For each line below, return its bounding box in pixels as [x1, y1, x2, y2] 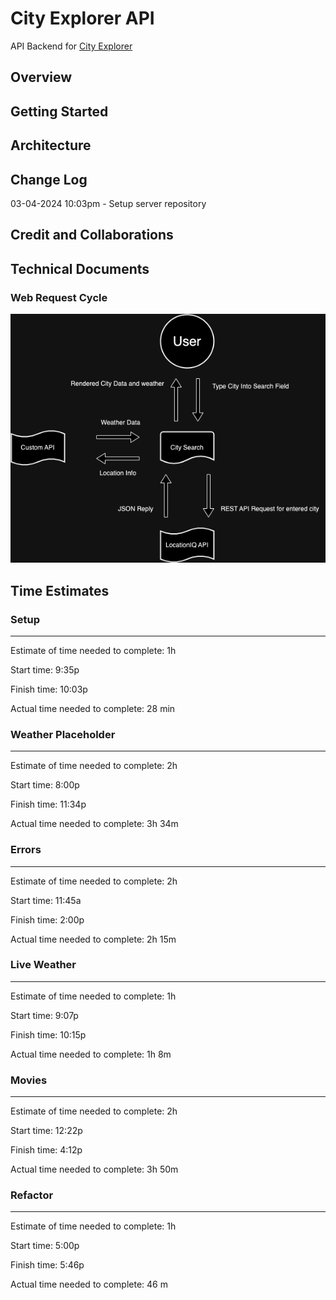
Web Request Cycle [10, 290, 108, 304]
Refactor [10, 1188, 54, 1202]
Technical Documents [10, 260, 150, 277]
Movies [10, 1073, 48, 1087]
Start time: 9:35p [10, 663, 80, 676]
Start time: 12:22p [10, 1125, 83, 1137]
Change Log [10, 171, 88, 188]
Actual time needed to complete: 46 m [10, 1278, 168, 1291]
